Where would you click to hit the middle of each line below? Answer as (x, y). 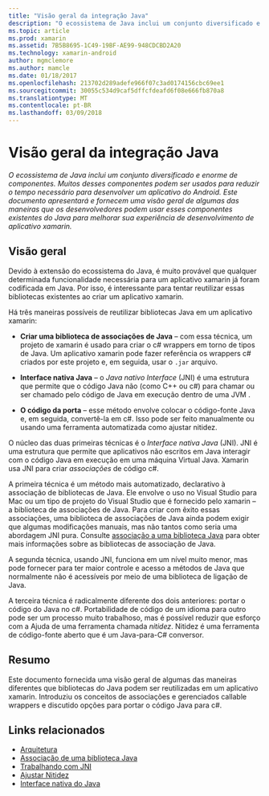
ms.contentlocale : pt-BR (50, 105)
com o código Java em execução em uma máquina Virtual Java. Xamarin (128, 460)
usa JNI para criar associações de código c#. (84, 468)
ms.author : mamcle (39, 68)
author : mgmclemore (41, 61)
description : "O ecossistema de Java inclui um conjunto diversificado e (134, 23)
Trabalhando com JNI (56, 767)
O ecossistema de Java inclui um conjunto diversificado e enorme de (123, 174)
